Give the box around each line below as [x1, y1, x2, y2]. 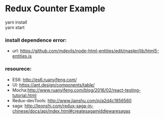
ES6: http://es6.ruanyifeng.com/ [12, 77, 77, 83]
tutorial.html [12, 92, 37, 98]
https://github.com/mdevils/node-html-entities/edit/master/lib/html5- [20, 48, 159, 54]
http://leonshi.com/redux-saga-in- [24, 103, 94, 109]
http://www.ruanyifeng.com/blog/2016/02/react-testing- [27, 87, 141, 93]
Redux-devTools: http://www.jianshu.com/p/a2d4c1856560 [12, 97, 132, 103]
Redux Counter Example [5, 3, 106, 14]
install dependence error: [5, 36, 67, 43]
